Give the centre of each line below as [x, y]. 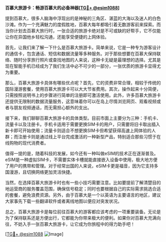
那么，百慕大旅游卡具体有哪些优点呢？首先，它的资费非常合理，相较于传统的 [83, 83]
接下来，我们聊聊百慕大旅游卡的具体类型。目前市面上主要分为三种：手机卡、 [83, 118]
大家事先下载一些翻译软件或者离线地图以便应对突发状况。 [63, 201]
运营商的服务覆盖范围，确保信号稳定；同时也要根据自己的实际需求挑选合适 [85, 189]
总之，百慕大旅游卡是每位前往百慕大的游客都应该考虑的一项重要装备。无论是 [83, 212]
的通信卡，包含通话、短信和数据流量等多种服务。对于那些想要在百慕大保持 [81, 54]
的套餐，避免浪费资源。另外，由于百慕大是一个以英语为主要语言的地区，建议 [83, 195]
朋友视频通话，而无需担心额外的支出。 [53, 108]
